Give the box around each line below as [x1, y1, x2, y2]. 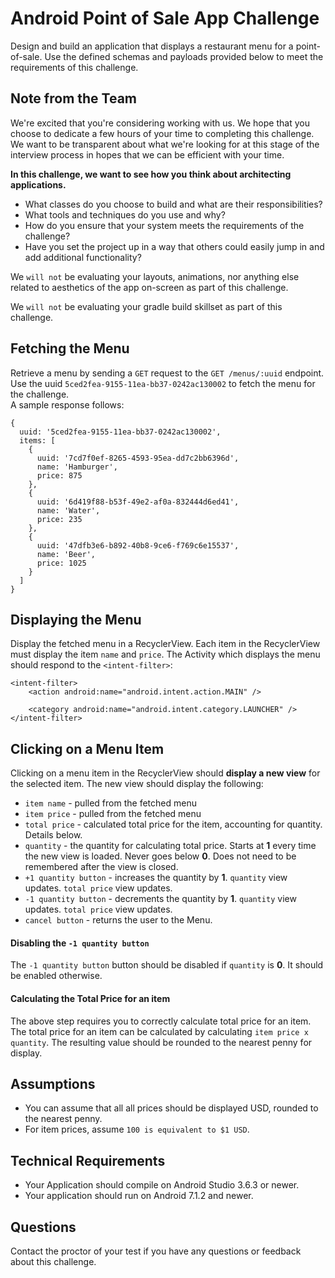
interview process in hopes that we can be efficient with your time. [10, 148, 285, 161]
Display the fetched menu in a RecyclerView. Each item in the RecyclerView [10, 638, 321, 650]
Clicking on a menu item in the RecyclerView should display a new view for [10, 767, 321, 779]
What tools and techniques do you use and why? [24, 208, 226, 221]
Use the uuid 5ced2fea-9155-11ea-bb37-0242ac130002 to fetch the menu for [10, 377, 316, 389]
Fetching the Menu [10, 340, 130, 357]
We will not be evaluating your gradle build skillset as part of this [10, 300, 283, 312]
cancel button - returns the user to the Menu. [24, 914, 213, 926]
